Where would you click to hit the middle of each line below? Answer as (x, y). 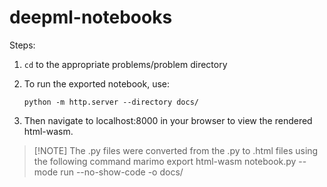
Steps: (22, 45)
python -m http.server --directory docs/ (111, 102)
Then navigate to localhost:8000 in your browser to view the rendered (168, 120)
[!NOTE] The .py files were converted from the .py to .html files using (176, 150)
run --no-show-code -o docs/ (122, 172)
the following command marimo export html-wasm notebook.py (165, 161)
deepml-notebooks (91, 17)
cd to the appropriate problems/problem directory (125, 64)
